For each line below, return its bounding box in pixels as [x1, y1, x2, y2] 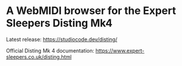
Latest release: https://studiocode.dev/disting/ [6, 36, 118, 43]
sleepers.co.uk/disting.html [6, 53, 72, 60]
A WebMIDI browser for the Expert [6, 4, 177, 18]
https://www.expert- [95, 47, 145, 54]
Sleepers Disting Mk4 [6, 16, 113, 30]
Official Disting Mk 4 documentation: [6, 47, 95, 54]
